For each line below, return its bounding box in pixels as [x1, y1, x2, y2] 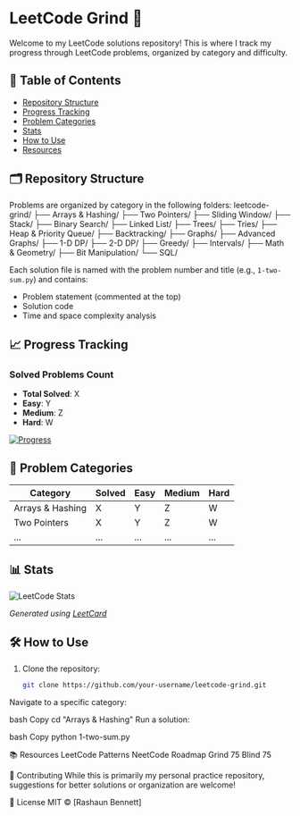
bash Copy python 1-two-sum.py [9, 731, 130, 742]
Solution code [21, 300, 74, 311]
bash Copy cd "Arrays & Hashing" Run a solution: [9, 714, 190, 725]
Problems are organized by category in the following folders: [9, 199, 232, 210]
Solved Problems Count [9, 368, 114, 381]
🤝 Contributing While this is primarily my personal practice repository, [9, 770, 265, 780]
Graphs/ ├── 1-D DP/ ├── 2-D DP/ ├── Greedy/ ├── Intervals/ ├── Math [9, 237, 284, 248]
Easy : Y [21, 398, 52, 409]
